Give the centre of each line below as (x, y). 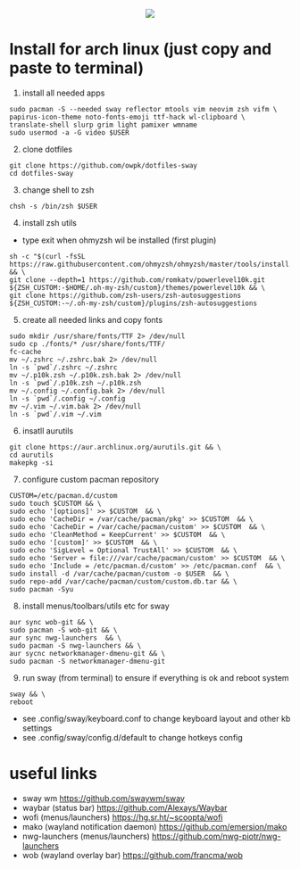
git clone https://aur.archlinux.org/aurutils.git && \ (115, 447)
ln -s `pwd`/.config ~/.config (67, 398)
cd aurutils (31, 455)
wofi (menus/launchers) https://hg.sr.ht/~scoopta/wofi (122, 817)
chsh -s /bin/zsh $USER (54, 206)
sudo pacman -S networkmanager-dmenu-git (87, 661)
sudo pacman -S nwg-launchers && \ (75, 646)
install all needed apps (63, 93)
